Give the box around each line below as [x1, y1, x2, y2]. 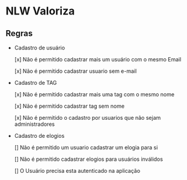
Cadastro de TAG [14, 79, 57, 86]
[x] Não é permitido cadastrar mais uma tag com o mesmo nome [14, 91, 175, 98]
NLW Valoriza [5, 4, 75, 18]
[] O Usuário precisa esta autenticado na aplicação [14, 167, 141, 174]
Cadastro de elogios [14, 132, 65, 139]
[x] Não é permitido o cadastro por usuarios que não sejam [14, 114, 161, 121]
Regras [5, 28, 33, 39]
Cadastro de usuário [14, 44, 66, 51]
